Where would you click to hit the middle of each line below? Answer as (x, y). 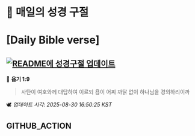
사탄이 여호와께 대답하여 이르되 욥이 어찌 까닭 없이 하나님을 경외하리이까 (105, 92)
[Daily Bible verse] (53, 40)
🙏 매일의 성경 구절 (48, 12)
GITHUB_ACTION (39, 126)
